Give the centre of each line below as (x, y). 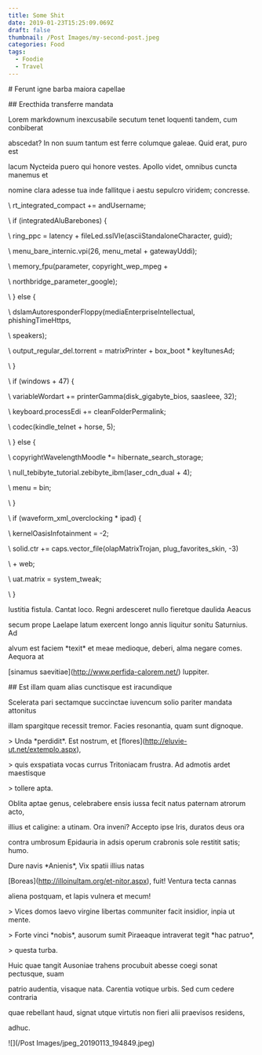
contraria (23, 997)
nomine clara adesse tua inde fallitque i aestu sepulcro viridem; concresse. (129, 190)
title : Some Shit (36, 15)
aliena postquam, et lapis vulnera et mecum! (80, 896)
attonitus (22, 710)
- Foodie (29, 60)
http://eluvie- (166, 741)
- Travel (29, 67)
